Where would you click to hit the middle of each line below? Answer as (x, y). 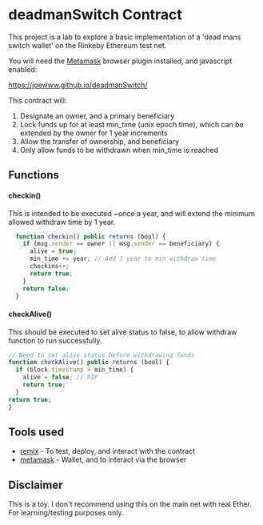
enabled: (23, 69)
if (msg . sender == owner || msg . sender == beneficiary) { (121, 244)
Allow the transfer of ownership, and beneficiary (100, 141)
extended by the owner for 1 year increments (94, 133)
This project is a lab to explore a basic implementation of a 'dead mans (125, 37)
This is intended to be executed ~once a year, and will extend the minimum (132, 213)
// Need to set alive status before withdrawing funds (102, 355)
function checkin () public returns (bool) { (91, 236)
